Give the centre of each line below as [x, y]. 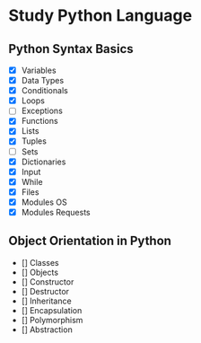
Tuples [34, 141]
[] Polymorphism [52, 320]
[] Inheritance [47, 301]
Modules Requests [56, 212]
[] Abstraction [47, 330]
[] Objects [40, 272]
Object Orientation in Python [90, 241]
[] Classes [40, 262]
